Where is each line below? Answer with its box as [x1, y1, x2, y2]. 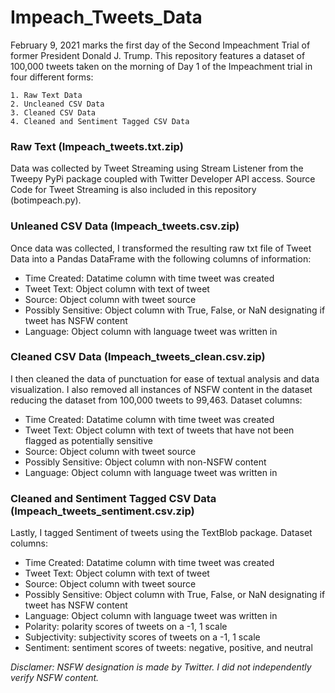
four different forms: [10, 71, 94, 83]
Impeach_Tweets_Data [10, 6, 203, 29]
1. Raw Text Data [10, 90, 83, 100]
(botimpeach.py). [10, 194, 82, 206]
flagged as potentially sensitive [24, 434, 153, 446]
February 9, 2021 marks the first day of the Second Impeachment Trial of [10, 39, 311, 51]
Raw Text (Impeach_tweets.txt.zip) [10, 139, 184, 153]
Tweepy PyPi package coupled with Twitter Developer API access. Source [10, 173, 316, 185]
